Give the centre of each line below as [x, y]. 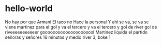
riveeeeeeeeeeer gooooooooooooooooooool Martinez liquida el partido [76, 32]
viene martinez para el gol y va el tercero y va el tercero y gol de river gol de [81, 27]
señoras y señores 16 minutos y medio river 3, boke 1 [58, 37]
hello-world [29, 8]
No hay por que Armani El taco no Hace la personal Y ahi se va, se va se [77, 22]
